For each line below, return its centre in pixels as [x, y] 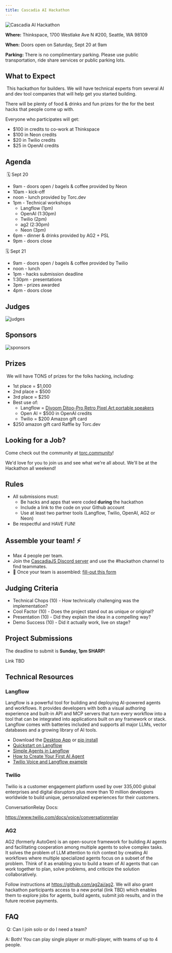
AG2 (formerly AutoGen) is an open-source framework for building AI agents [86, 842]
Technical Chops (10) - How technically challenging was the [76, 600]
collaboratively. [21, 874]
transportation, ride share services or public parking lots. [65, 60]
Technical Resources [39, 677]
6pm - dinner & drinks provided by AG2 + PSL [61, 236]
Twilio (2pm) [34, 219]
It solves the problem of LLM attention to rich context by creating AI [77, 853]
